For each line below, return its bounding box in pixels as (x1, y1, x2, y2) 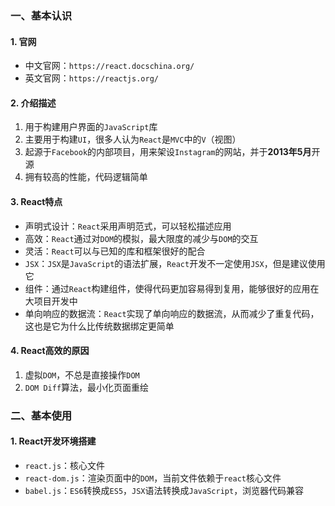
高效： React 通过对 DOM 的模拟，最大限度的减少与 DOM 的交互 (24, 232, 259, 244)
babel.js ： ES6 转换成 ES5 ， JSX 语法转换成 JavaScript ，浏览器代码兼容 (24, 484, 305, 496)
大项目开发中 (24, 295, 78, 307)
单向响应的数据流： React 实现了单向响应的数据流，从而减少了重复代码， (24, 307, 320, 319)
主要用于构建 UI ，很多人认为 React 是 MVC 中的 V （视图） (24, 133, 242, 146)
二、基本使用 (10, 408, 73, 422)
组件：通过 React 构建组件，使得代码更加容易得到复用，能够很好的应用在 (24, 282, 320, 294)
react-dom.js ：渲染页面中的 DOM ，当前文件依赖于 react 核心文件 (24, 472, 282, 484)
